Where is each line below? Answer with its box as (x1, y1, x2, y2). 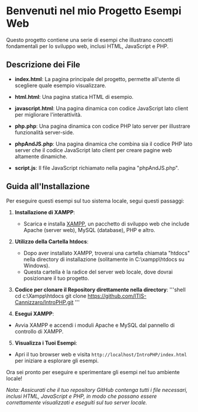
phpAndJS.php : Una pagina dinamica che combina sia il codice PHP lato (14, 140, 193, 147)
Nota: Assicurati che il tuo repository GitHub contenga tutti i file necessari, (6, 386, 188, 393)
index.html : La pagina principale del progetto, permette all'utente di (14, 75, 180, 82)
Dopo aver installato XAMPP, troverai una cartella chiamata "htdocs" (23, 249, 190, 256)
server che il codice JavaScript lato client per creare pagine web (14, 146, 173, 153)
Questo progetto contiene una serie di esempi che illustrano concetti (6, 36, 173, 43)
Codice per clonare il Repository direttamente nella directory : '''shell (14, 286, 186, 293)
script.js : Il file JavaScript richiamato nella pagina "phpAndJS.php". (14, 164, 179, 171)
